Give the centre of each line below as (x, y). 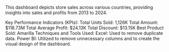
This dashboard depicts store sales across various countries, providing (79, 7)
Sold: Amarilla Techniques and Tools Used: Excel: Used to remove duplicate (84, 33)
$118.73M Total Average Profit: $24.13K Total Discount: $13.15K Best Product (85, 28)
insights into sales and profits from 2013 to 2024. (56, 13)
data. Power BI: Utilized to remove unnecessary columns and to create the (82, 38)
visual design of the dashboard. (38, 44)
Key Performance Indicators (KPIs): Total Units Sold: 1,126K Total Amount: (82, 22)
